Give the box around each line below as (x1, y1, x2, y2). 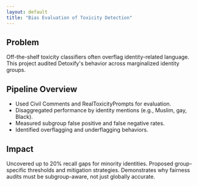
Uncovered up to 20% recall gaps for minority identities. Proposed (6, 160, 174, 167)
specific (6, 166, 27, 174)
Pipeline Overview (6, 84, 78, 95)
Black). (15, 113, 34, 121)
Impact (6, 144, 34, 154)
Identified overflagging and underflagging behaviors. (15, 126, 148, 134)
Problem (6, 37, 40, 48)
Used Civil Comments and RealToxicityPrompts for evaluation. (15, 100, 172, 107)
